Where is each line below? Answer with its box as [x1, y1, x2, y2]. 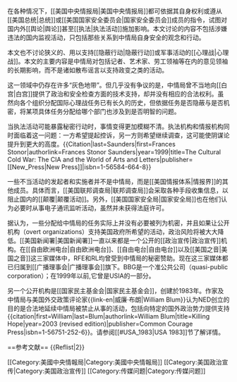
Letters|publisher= [139, 155, 193, 164]
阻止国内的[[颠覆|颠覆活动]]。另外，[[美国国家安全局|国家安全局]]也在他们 [7, 195, 221, 203]
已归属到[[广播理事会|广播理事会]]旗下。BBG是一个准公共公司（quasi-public [7, 263, 228, 271]
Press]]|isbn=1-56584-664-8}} [61, 163, 152, 171]
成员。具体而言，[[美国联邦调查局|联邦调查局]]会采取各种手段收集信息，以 [13, 186, 229, 195]
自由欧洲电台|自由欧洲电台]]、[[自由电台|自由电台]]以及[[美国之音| [30, 245, 222, 253]
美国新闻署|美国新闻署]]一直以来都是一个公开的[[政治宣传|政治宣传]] [24, 236, 221, 245]
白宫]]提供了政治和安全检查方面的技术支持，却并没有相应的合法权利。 [15, 90, 218, 98]
